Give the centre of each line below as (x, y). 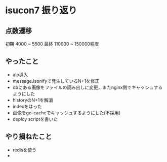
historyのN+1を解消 (33, 100)
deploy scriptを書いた (35, 119)
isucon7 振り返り (41, 10)
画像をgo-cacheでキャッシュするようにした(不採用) (66, 113)
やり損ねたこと (29, 137)
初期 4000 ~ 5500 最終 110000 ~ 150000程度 (52, 44)
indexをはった (27, 106)
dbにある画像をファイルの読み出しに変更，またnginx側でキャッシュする (88, 87)
